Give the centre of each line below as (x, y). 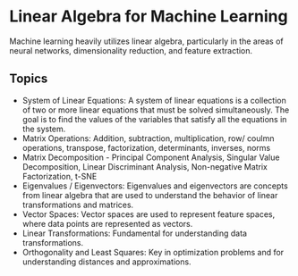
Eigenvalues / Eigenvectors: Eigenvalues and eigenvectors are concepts (155, 186)
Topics (29, 79)
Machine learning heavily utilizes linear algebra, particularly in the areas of (146, 41)
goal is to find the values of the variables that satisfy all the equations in (154, 119)
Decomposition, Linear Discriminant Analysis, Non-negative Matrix (145, 166)
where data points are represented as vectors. (107, 223)
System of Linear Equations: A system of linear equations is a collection (154, 100)
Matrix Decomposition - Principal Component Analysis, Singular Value (151, 157)
